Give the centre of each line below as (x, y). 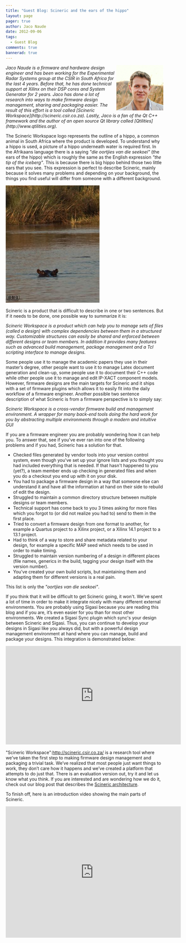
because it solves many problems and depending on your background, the (82, 173)
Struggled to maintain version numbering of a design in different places (86, 556)
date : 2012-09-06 (24, 32)
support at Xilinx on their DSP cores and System (55, 89)
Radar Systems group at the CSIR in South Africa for (60, 78)
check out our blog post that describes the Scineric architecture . (72, 784)
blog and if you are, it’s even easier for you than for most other (70, 612)
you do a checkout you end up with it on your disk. (65, 476)
